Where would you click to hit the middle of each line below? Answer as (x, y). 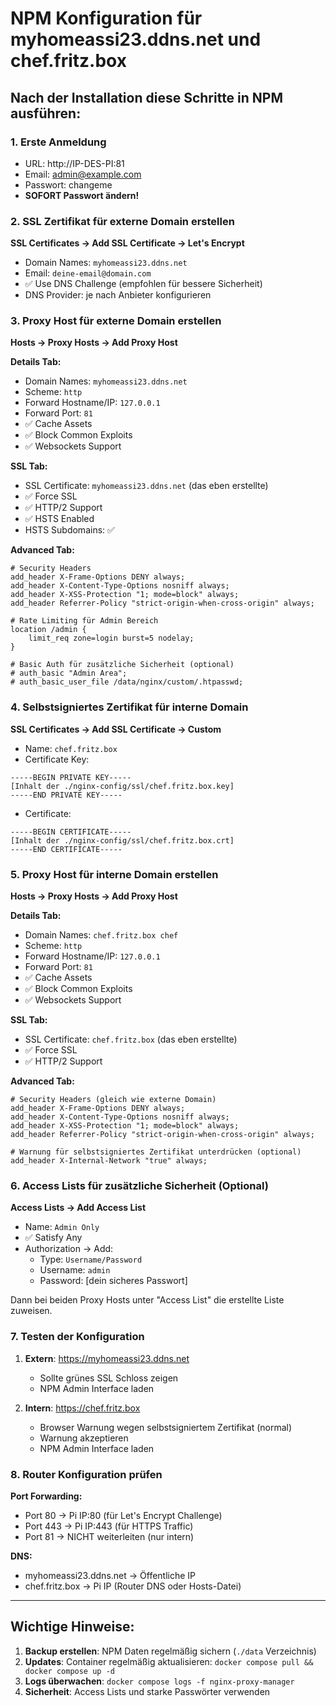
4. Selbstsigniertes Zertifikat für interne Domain (129, 707)
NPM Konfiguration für (106, 18)
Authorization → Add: (69, 1249)
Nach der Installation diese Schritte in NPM (147, 97)
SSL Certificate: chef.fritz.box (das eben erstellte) (131, 1039)
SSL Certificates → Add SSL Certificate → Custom (116, 729)
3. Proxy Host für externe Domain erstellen (116, 321)
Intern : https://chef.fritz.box (82, 1408)
